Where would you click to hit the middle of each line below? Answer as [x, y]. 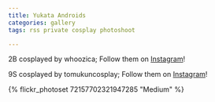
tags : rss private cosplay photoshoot [72, 30]
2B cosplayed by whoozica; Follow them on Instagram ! [97, 59]
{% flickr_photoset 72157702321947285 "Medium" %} [96, 89]
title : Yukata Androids [47, 15]
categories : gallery [42, 23]
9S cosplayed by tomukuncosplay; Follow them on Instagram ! [108, 75]
